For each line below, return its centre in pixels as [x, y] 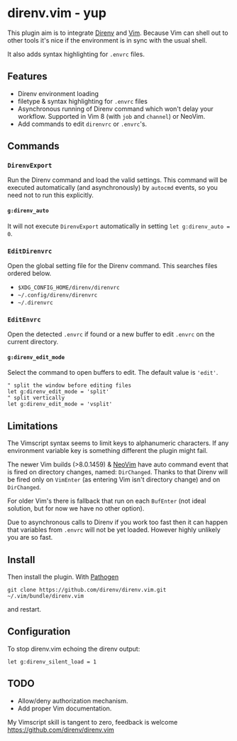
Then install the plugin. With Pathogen [63, 577]
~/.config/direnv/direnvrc [57, 295]
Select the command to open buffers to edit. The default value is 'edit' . [113, 373]
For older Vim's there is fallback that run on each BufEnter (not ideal [107, 501]
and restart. [24, 609]
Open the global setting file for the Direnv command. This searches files [112, 265]
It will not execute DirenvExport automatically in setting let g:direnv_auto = [119, 226]
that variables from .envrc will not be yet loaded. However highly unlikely [114, 530]
